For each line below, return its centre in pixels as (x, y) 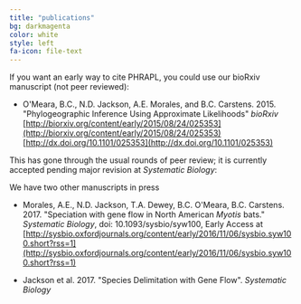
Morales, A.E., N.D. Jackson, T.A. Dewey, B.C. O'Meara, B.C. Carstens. (153, 205)
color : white (34, 34)
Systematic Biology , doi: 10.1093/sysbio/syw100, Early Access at (143, 224)
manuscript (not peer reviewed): (69, 87)
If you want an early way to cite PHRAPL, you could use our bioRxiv (135, 77)
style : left (32, 43)
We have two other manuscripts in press (85, 187)
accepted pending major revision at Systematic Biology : (113, 170)
